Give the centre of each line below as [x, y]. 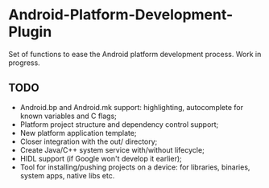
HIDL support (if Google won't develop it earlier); [101, 158]
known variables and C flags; [68, 116]
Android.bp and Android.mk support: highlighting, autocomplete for [132, 107]
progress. [24, 63]
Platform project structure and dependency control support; [119, 124]
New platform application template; [78, 133]
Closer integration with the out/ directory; [89, 141]
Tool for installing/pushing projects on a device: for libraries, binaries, [135, 167]
